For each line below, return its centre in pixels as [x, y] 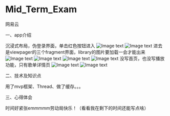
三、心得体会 [19, 97]
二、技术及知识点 [23, 75]
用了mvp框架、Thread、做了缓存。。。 [44, 86]
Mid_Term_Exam [41, 9]
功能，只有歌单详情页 [28, 65]
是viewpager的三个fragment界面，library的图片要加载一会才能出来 [76, 52]
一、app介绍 [18, 35]
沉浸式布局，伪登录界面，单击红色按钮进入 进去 [84, 46]
